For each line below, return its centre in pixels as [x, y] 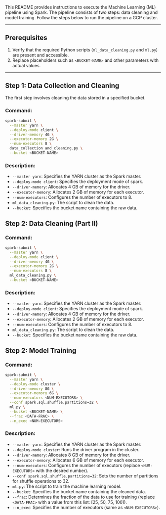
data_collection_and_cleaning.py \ [46, 148]
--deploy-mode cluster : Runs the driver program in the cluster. [76, 449]
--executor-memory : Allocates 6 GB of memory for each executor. [78, 460]
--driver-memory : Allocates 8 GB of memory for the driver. [71, 455]
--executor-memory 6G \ [34, 393]
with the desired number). [62, 470]
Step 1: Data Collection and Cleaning [62, 86]
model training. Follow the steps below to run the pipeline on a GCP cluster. [82, 18]
